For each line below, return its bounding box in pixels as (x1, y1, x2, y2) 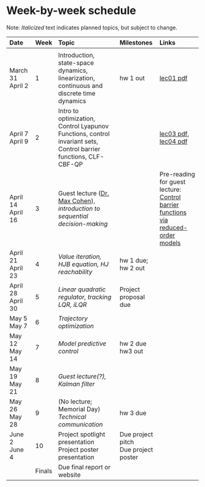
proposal (119, 292, 145, 301)
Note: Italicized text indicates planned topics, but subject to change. (6, 24, 178, 31)
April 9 (9, 137, 29, 145)
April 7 (9, 129, 29, 138)
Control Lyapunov (57, 121, 109, 130)
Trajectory (57, 314, 88, 322)
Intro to (57, 106, 79, 115)
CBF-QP (57, 160, 84, 168)
